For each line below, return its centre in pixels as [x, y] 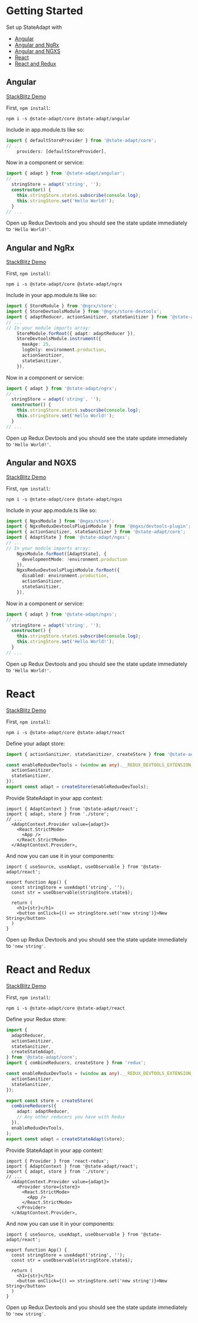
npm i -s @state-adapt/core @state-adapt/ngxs [64, 499]
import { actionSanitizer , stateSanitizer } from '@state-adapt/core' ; [96, 532]
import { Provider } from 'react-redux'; [58, 1161]
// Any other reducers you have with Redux [71, 1117]
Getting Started [45, 11]
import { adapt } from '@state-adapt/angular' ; [66, 173]
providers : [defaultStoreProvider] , [62, 152]
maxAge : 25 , [36, 344]
